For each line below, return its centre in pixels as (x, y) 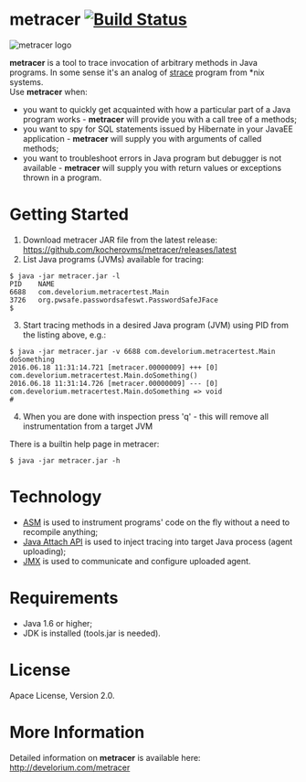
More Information (77, 732)
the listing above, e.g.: (64, 335)
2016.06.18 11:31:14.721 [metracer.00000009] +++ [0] (114, 367)
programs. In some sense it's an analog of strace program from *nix (137, 72)
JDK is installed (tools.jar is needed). (92, 633)
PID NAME (32, 284)
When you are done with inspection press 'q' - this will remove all (146, 416)
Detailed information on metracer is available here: (105, 757)
